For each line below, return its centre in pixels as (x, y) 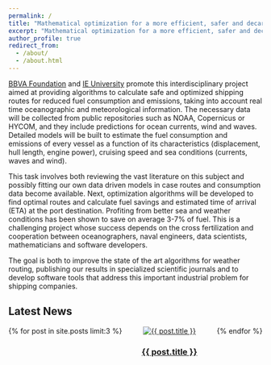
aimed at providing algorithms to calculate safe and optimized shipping (126, 92)
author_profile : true (45, 38)
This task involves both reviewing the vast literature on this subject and (126, 176)
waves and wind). (38, 160)
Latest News (40, 311)
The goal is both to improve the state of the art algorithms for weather (124, 260)
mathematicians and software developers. (78, 245)
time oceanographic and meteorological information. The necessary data (129, 109)
